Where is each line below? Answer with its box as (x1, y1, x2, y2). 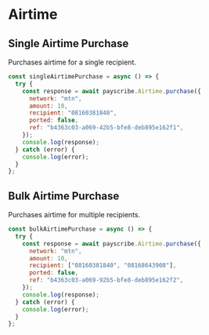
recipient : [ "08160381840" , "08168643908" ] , (28, 261, 177, 270)
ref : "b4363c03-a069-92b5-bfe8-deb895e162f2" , (28, 276, 184, 284)
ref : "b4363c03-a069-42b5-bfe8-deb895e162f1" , (28, 124, 184, 132)
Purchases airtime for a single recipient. (8, 57, 137, 67)
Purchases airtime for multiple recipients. (8, 210, 141, 220)
